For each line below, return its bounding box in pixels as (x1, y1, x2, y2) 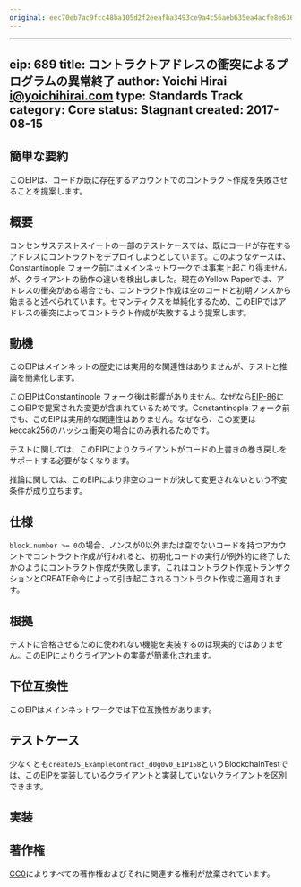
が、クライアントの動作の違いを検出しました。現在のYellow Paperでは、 (9, 273, 277, 284)
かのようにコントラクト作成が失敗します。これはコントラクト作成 (9, 562, 253, 573)
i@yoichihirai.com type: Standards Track (9, 89, 244, 104)
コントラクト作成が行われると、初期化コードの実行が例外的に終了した (32, 551, 291, 562)
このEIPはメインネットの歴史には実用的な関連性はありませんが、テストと (9, 361, 280, 372)
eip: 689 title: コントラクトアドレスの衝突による (9, 57, 277, 73)
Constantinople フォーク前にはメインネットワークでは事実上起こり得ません (9, 262, 288, 273)
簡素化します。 (24, 373, 80, 383)
